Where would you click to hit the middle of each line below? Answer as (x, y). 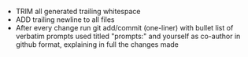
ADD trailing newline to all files (65, 20)
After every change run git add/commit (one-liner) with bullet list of (124, 28)
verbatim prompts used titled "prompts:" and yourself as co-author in (128, 36)
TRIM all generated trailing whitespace (78, 11)
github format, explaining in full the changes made (97, 45)
